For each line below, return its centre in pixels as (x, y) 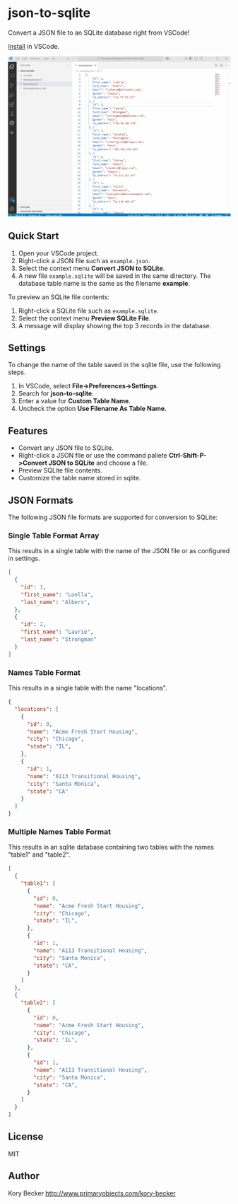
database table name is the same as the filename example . (104, 283)
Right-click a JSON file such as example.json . (84, 260)
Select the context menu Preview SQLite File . (84, 318)
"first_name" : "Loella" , (57, 595)
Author (24, 1176)
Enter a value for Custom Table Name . (75, 401)
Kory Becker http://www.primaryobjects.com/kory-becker (92, 1193)
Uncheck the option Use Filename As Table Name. (92, 409)
